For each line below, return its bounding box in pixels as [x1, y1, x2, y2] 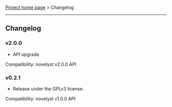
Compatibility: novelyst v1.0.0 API [5, 95, 76, 102]
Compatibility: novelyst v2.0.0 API [5, 61, 77, 67]
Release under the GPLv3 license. [12, 85, 84, 92]
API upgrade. [12, 51, 41, 57]
